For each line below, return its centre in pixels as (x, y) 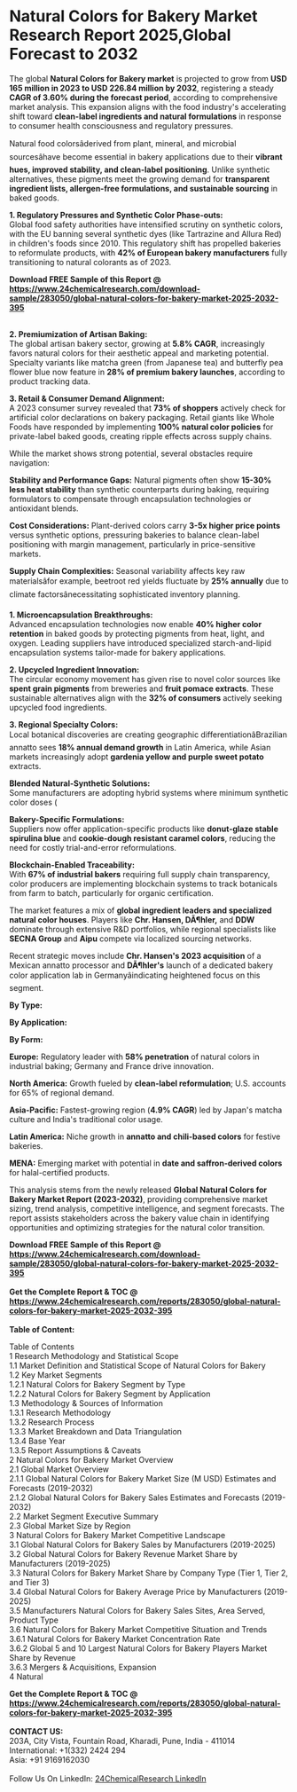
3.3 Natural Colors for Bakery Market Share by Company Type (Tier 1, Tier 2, (148, 1573)
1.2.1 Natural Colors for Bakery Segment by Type (98, 1384)
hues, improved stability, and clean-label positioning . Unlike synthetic (140, 169)
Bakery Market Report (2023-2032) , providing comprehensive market (139, 1199)
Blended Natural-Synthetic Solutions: (80, 783)
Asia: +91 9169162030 (50, 1759)
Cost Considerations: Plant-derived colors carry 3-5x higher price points (145, 525)
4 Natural (26, 1676)
